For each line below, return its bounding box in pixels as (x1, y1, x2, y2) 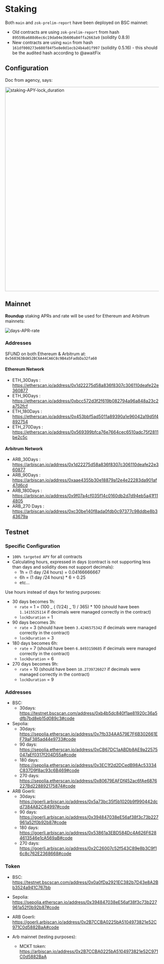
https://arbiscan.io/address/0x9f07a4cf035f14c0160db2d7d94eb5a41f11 (12, 493, 158, 499)
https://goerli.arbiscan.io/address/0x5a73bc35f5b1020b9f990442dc (19, 799, 158, 804)
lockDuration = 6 (19, 656, 54, 662)
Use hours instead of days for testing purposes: (5, 589, 101, 595)
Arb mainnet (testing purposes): (12, 934, 77, 940)
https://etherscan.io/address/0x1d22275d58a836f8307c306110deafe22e (12, 383, 159, 389)
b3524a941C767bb (12, 884, 51, 890)
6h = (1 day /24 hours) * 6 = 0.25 (19, 574, 86, 580)
